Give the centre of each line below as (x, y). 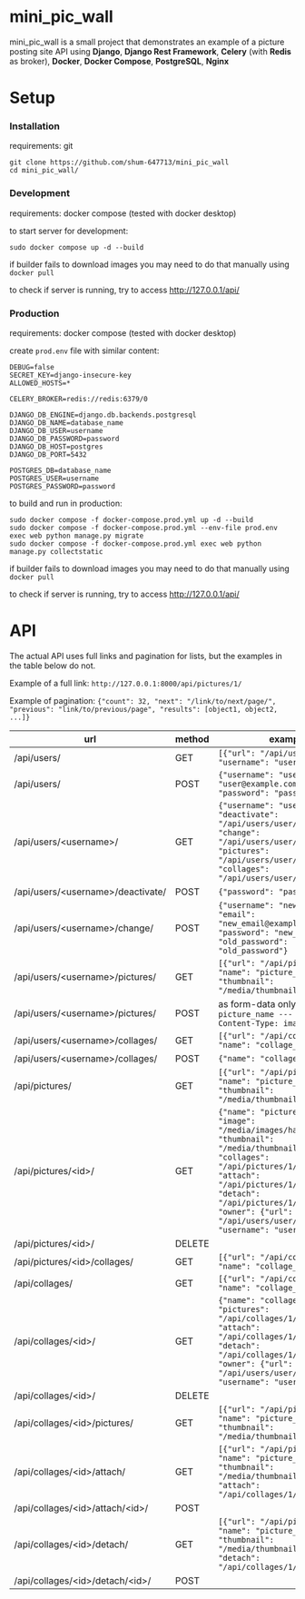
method (192, 739)
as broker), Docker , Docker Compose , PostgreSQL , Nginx (119, 61)
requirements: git (41, 146)
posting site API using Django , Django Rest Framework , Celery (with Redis (151, 51)
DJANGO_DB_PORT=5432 (49, 455)
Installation (35, 126)
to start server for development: (69, 231)
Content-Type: (248, 1023)
